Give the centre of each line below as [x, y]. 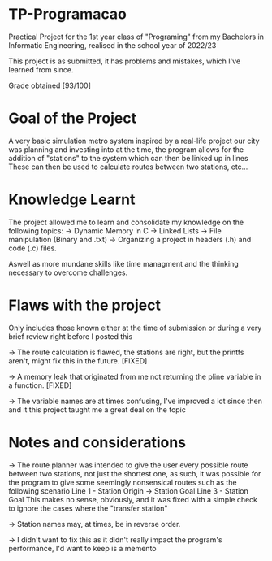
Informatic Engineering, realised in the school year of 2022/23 [112, 45]
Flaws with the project [84, 305]
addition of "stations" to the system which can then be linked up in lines [129, 158]
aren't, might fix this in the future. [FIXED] [78, 361]
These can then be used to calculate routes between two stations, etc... [128, 167]
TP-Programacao [68, 14]
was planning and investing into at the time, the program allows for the [126, 149]
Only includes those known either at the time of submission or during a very [135, 328]
